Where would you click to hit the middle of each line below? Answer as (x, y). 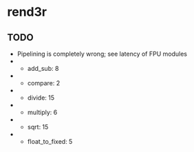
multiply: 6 (42, 112)
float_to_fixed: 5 (50, 141)
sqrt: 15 (38, 127)
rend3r (27, 12)
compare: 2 (44, 83)
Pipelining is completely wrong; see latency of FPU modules (102, 54)
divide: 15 (41, 98)
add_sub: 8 (43, 68)
